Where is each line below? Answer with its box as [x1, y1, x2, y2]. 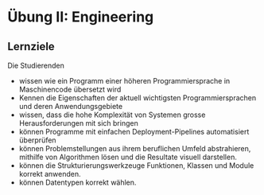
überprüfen [18, 135, 56, 145]
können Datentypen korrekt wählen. [18, 177, 137, 187]
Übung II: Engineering [7, 8, 154, 26]
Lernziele [7, 40, 55, 53]
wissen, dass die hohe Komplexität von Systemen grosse [18, 110, 206, 119]
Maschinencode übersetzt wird [18, 84, 122, 94]
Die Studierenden [7, 60, 65, 70]
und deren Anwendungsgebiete [18, 102, 123, 111]
